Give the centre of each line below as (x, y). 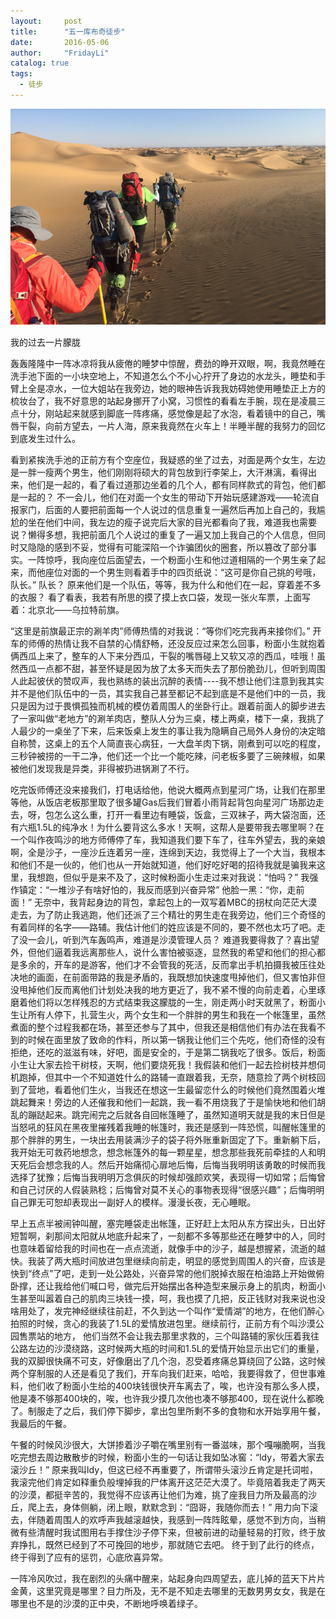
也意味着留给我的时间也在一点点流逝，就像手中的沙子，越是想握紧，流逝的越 (168, 1248)
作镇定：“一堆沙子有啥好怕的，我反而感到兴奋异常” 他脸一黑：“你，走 (153, 889)
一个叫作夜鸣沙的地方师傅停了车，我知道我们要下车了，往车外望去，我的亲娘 (168, 839)
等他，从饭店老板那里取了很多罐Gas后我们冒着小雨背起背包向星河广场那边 (163, 802)
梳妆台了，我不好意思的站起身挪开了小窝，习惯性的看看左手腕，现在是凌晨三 (168, 401)
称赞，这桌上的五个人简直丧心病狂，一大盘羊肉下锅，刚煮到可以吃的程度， (172, 743)
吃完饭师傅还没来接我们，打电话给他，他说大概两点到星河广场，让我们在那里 (168, 789)
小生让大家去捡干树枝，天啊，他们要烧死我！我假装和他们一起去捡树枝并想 (163, 1064)
